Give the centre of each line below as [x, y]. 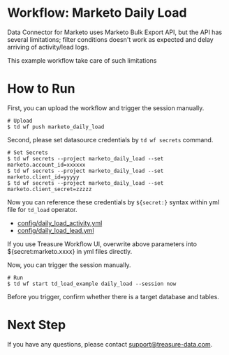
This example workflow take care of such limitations [82, 60]
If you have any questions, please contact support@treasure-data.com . [110, 344]
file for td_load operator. [43, 209]
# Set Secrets [28, 152]
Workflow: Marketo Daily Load [97, 13]
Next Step [37, 325]
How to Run [41, 89]
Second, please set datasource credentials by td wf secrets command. [110, 139]
